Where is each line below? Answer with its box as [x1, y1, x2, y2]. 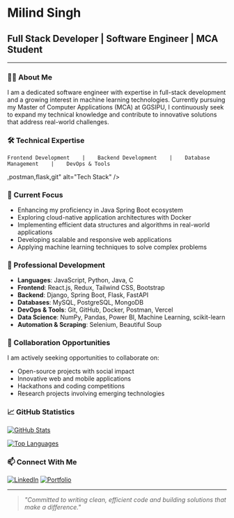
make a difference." [24, 503, 81, 512]
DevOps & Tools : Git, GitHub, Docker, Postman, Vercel [17, 305, 173, 314]
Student [7, 43, 43, 55]
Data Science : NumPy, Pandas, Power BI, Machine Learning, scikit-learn [17, 313, 226, 321]
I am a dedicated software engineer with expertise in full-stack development [7, 89, 226, 97]
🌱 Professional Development [7, 260, 106, 270]
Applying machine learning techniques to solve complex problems [17, 243, 208, 251]
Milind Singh [7, 5, 81, 21]
